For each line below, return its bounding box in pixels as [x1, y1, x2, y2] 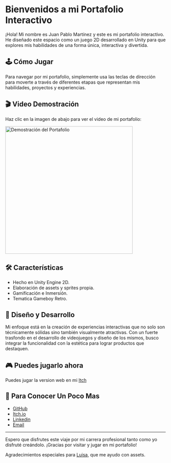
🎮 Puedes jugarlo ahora [5, 361, 83, 370]
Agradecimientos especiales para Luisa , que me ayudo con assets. [5, 451, 146, 457]
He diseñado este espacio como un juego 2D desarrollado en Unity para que [5, 37, 166, 43]
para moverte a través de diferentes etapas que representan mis [5, 79, 140, 85]
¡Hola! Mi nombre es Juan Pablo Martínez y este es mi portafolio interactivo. [5, 31, 164, 37]
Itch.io [12, 410, 26, 417]
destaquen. [5, 346, 29, 352]
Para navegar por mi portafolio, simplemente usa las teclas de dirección [5, 73, 156, 80]
